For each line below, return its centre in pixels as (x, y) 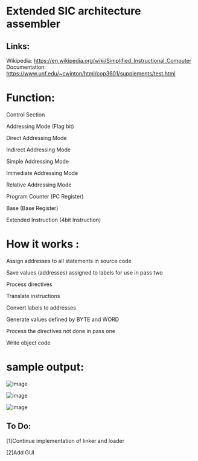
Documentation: (26, 67)
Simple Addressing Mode (38, 161)
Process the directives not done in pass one (61, 331)
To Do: (19, 426)
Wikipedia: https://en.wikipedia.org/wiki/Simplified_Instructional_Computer (99, 61)
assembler (34, 24)
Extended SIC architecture (74, 11)
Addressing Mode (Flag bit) (40, 126)
